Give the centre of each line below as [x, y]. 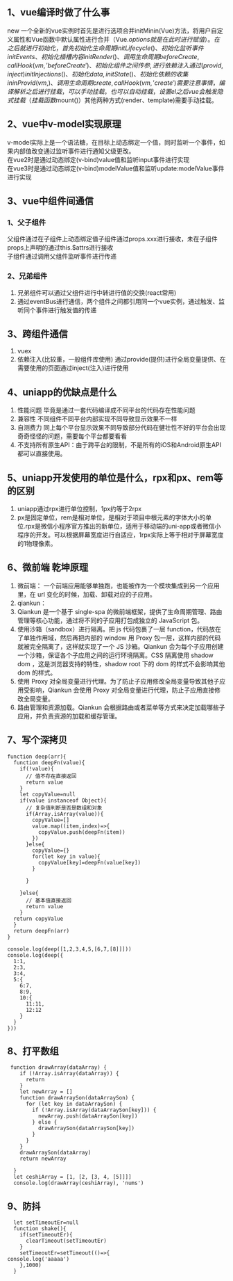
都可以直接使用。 [42, 453]
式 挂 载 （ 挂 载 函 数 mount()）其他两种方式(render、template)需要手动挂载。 [112, 100]
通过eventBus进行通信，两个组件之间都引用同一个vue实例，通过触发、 [118, 301]
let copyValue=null [48, 794]
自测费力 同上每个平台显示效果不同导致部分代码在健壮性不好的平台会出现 [121, 428]
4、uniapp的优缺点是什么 [62, 392]
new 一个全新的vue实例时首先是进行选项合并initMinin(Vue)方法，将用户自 [112, 31]
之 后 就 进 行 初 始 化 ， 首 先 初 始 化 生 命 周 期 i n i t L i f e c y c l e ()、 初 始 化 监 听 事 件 [105, 48]
